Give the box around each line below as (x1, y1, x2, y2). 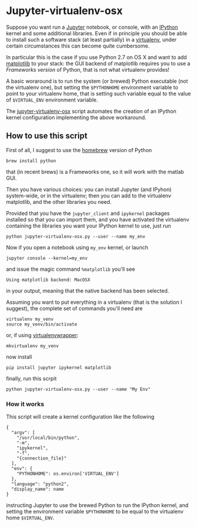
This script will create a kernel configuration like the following (6, 413, 155, 421)
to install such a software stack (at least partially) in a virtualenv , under (6, 36, 177, 43)
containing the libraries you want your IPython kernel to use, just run (6, 222, 171, 229)
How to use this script (6, 131, 88, 141)
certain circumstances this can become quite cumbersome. (6, 42, 150, 49)
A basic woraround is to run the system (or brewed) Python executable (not (6, 78, 188, 85)
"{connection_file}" (16, 455, 67, 462)
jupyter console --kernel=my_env (6, 255, 88, 261)
